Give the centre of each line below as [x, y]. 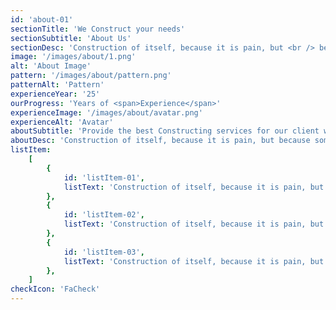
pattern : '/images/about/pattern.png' [91, 76]
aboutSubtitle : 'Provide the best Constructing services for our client [165, 131]
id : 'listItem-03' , [104, 252]
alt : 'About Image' [51, 66]
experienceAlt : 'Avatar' [62, 122]
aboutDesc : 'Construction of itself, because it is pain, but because [160, 141]
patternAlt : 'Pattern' [57, 85]
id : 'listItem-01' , [104, 177]
